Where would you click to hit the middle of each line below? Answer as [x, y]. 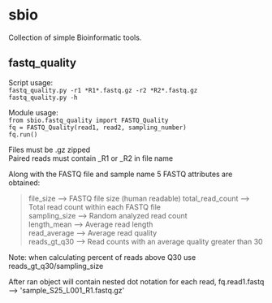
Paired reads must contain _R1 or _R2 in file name [91, 158]
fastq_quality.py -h [43, 97]
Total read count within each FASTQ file [94, 207]
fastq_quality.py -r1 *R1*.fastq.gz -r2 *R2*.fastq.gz [103, 90]
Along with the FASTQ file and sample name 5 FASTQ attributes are [121, 174]
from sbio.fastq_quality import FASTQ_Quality [89, 120]
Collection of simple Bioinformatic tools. [75, 37]
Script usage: [31, 82]
